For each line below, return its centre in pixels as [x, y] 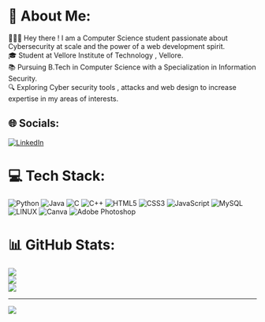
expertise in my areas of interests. [63, 99]
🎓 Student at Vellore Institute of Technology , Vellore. [96, 55]
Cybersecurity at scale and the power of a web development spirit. [117, 46]
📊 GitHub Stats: [62, 245]
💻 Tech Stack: [57, 176]
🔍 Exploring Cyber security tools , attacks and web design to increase [122, 87]
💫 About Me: [50, 16]
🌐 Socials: [34, 124]
